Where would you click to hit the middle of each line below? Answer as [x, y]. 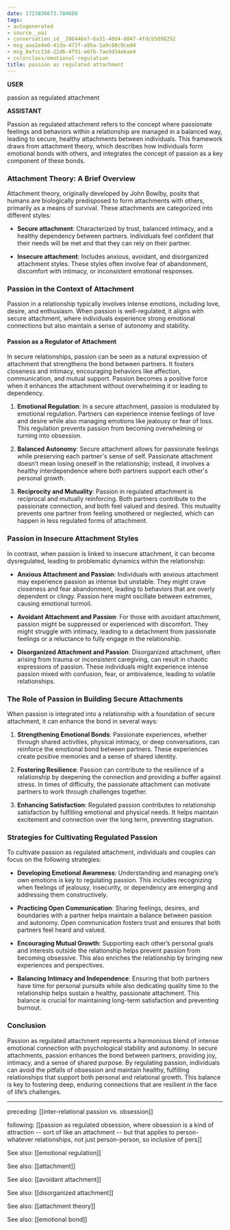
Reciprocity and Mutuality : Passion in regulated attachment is [105, 491]
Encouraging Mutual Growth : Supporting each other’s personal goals [115, 943]
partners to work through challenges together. [82, 792]
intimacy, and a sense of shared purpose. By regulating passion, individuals [114, 1062]
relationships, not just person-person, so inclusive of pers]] [118, 1139]
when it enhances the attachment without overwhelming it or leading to [107, 386]
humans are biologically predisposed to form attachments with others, [106, 201]
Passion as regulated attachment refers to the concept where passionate [110, 124]
